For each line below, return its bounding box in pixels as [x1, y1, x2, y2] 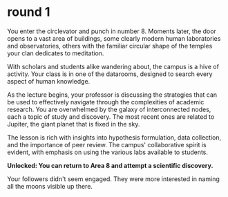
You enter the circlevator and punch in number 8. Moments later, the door [7, 27, 216, 35]
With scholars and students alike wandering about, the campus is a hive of [7, 62, 220, 71]
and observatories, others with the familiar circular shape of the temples [7, 41, 213, 50]
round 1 [7, 4, 50, 20]
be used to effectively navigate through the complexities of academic [7, 97, 205, 106]
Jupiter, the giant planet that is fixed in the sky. [7, 120, 140, 128]
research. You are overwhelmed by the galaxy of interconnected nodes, [7, 105, 211, 113]
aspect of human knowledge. [7, 77, 91, 85]
